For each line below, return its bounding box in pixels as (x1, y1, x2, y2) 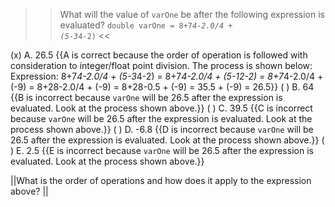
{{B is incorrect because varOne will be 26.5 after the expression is (10, 92, 283, 103)
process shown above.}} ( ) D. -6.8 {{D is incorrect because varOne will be (10, 124, 314, 135)
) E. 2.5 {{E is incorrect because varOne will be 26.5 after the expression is (10, 145, 314, 156)
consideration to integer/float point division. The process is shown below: (10, 60, 313, 71)
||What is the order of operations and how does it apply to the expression (10, 175, 312, 186)
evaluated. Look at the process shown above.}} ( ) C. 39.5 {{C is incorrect (10, 102, 313, 114)
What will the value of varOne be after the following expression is (59, 9, 325, 20)
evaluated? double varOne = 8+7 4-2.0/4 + (59, 19, 233, 31)
